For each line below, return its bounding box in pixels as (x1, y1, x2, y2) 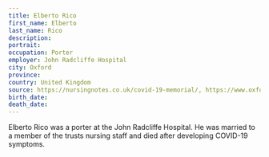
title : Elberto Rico (8, 11, 78, 20)
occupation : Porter (8, 49, 74, 57)
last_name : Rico (8, 26, 62, 34)
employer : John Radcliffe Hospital (8, 57, 127, 65)
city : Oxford (8, 64, 52, 72)
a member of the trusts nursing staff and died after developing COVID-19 (8, 131, 248, 140)
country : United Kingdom (8, 78, 91, 86)
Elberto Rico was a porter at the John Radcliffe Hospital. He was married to (8, 123, 256, 132)
